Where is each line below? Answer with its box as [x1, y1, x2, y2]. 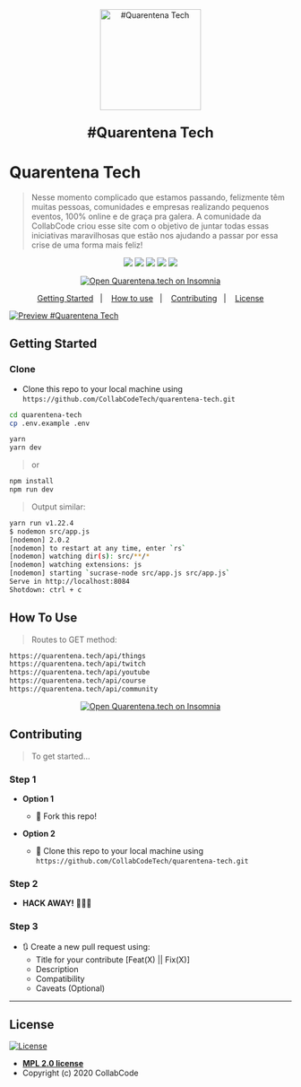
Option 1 [21, 794, 54, 804]
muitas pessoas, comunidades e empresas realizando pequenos [30, 201, 270, 212]
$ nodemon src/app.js [9, 526, 90, 536]
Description [35, 963, 79, 974]
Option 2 [21, 829, 56, 839]
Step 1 [9, 773, 37, 786]
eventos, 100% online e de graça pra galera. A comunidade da [30, 211, 262, 222]
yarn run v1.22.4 [9, 518, 74, 527]
